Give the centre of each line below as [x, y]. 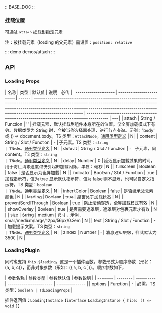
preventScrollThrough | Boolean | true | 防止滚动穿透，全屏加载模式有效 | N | [81, 203]
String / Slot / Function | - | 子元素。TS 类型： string [57, 142]
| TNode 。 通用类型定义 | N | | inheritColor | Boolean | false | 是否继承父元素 [79, 191]
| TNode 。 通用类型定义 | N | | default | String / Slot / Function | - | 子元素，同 [81, 148]
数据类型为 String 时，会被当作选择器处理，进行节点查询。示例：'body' [84, 130]
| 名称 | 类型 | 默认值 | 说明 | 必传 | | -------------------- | [61, 92]
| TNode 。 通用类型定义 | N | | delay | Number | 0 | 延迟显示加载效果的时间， [80, 160]
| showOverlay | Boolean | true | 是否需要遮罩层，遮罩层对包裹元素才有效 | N [81, 209]
